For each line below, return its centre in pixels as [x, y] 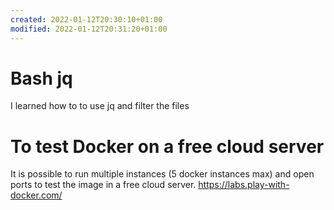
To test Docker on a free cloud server [167, 146]
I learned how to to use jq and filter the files [100, 106]
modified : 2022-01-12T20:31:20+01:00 [89, 29]
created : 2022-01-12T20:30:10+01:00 [86, 19]
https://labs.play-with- [244, 185]
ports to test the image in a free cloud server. [103, 185]
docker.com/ [36, 195]
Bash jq [41, 78]
